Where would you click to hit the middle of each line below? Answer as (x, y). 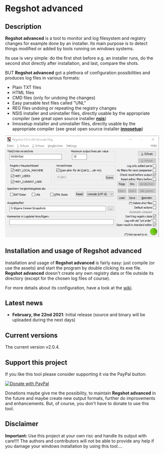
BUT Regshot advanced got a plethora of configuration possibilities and (78, 73)
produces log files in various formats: (42, 78)
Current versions (31, 335)
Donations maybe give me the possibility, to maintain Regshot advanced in (81, 393)
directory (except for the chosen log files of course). (58, 278)
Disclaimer (22, 424)
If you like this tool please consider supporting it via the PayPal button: (76, 374)
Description (23, 27)
